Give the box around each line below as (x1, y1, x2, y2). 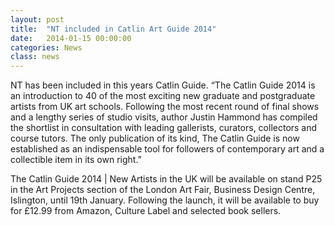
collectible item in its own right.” (10, 154, 142, 166)
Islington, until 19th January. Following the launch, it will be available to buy (10, 194, 320, 206)
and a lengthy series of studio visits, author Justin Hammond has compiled (10, 111, 318, 123)
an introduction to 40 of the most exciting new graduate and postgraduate (10, 90, 316, 102)
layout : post (10, 14, 65, 25)
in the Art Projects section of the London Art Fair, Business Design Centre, (10, 184, 316, 196)
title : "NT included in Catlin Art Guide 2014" (10, 24, 217, 34)
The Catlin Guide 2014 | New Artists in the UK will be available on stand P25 (10, 173, 323, 185)
